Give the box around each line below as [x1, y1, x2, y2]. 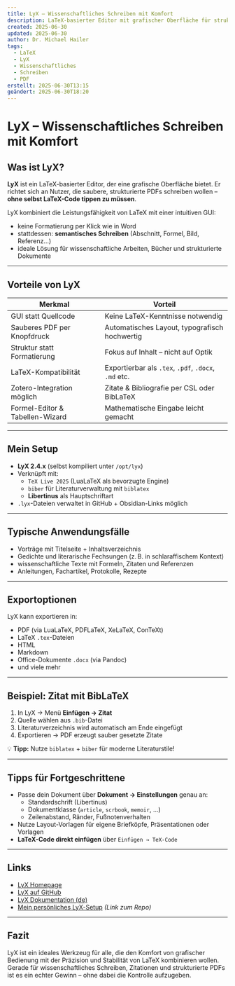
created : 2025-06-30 [7, 23, 68, 30]
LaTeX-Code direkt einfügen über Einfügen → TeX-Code [17, 835, 178, 843]
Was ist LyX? [7, 161, 64, 173]
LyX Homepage [17, 880, 62, 889]
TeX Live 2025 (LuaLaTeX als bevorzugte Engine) [27, 477, 169, 485]
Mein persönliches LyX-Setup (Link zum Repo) [17, 903, 152, 911]
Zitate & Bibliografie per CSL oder [104, 383, 215, 392]
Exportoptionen [7, 594, 77, 605]
